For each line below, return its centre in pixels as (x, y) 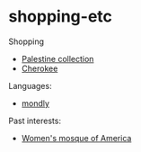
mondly (35, 103)
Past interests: (35, 121)
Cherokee (40, 68)
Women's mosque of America (76, 138)
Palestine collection (57, 58)
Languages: (30, 85)
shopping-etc (61, 17)
